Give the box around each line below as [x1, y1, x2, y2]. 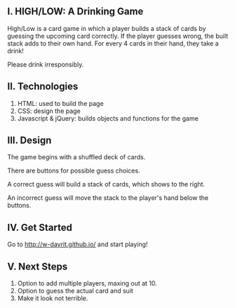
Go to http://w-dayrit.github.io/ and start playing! [7, 240, 148, 248]
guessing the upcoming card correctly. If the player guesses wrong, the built [7, 32, 229, 40]
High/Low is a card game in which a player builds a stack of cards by [7, 24, 206, 32]
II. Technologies [7, 81, 79, 93]
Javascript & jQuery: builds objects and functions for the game [17, 114, 199, 122]
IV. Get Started [7, 221, 72, 234]
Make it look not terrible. [17, 294, 88, 302]
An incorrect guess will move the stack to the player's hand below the [7, 194, 209, 202]
